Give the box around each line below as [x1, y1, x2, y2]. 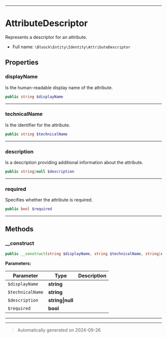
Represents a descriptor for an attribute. [5, 34, 87, 40]
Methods [5, 225, 34, 233]
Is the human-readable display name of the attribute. [5, 84, 113, 90]
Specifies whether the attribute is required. [5, 197, 93, 203]
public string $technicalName [5, 132, 68, 137]
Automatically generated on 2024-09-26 [17, 327, 101, 333]
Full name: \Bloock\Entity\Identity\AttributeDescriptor [12, 43, 131, 50]
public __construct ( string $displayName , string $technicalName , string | [5, 251, 162, 256]
